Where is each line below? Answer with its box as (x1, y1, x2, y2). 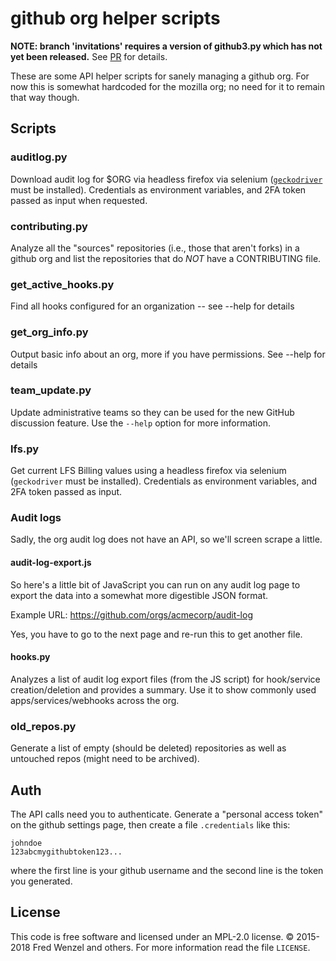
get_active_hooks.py (10, 277, 115, 291)
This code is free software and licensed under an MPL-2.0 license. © (10, 930, 295, 942)
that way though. (10, 91, 80, 103)
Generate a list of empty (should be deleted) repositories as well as (10, 742, 287, 754)
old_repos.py (10, 719, 77, 733)
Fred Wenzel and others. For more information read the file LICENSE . (32, 941, 311, 953)
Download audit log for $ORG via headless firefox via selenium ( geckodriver (10, 173, 323, 185)
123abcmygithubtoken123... (10, 847, 123, 857)
